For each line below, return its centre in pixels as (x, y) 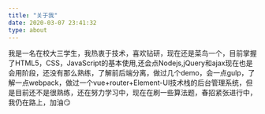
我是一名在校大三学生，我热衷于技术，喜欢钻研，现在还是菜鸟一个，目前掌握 (132, 53)
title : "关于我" (33, 15)
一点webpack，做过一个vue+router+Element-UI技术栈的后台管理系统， (130, 83)
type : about (28, 30)
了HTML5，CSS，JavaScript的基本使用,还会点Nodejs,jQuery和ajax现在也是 (131, 63)
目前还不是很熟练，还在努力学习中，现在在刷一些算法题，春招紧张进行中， (136, 93)
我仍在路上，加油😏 (39, 102)
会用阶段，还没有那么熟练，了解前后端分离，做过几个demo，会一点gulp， (128, 73)
